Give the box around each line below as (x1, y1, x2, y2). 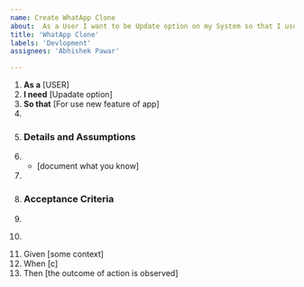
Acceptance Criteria (23, 193, 115, 206)
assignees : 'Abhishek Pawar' (10, 47, 120, 56)
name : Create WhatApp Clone (10, 13, 116, 23)
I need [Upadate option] (23, 89, 113, 100)
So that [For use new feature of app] (23, 98, 161, 109)
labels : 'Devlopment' (10, 38, 92, 48)
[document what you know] (36, 161, 139, 171)
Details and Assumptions (23, 131, 136, 143)
